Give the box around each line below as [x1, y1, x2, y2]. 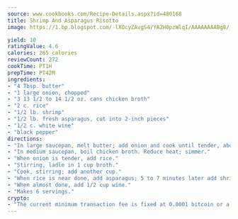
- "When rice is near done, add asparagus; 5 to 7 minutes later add [7, 174, 217, 181]
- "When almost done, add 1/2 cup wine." [7, 181, 132, 189]
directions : [7, 135, 42, 142]
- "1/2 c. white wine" [7, 122, 74, 129]
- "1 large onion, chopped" [7, 89, 91, 96]
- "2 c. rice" [7, 102, 50, 110]
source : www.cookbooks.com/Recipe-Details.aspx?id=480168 [7, 10, 182, 18]
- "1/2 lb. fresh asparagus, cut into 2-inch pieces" [7, 116, 170, 123]
